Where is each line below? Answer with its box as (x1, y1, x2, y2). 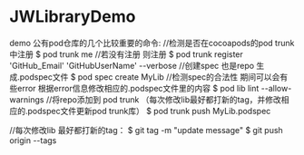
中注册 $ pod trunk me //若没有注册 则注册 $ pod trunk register (9, 48, 243, 60)
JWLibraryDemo (9, 6, 136, 27)
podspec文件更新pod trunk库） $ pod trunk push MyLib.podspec (27, 105, 271, 116)
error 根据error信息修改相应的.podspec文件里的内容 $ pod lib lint (16, 82, 260, 93)
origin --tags (9, 134, 57, 146)
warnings (9, 93, 44, 105)
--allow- (260, 82, 292, 93)
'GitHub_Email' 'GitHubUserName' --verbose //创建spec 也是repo (9, 60, 255, 71)
